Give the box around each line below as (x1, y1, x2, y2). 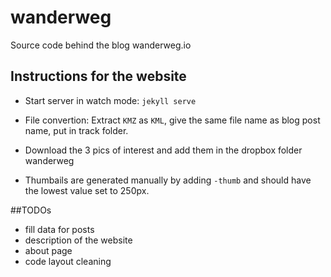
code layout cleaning (24, 255, 112, 267)
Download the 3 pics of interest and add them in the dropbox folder (24, 144, 303, 156)
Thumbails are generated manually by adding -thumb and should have (24, 174, 312, 186)
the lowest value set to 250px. (24, 184, 150, 196)
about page (24, 244, 73, 256)
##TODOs (10, 204, 52, 216)
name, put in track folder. (24, 124, 129, 136)
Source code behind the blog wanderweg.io (10, 39, 192, 51)
